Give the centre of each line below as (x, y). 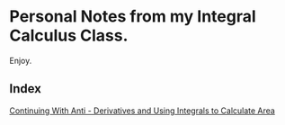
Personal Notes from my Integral (133, 17)
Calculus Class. (69, 36)
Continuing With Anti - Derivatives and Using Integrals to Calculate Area (142, 111)
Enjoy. (21, 60)
